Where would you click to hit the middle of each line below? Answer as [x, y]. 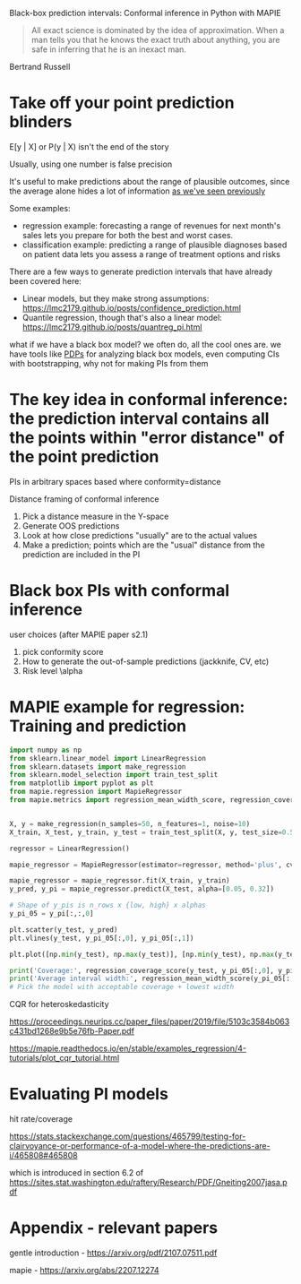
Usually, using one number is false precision [91, 164]
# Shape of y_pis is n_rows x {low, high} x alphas [107, 905]
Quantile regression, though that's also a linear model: [122, 317]
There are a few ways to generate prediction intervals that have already [141, 271]
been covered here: [46, 280]
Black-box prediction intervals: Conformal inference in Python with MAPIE [145, 13]
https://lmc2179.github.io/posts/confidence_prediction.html [132, 307]
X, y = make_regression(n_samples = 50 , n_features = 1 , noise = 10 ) [130, 823]
